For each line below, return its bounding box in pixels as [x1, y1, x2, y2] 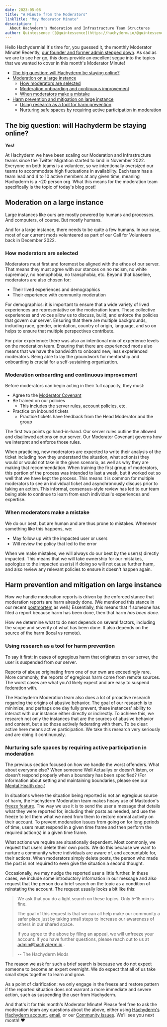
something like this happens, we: [5, 525, 73, 531]
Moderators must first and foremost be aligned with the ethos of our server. [5, 260, 160, 267]
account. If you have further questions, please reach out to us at [17, 936, 149, 942]
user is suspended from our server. [5, 659, 77, 665]
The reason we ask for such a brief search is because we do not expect [5, 961, 152, 967]
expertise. [5, 497, 26, 503]
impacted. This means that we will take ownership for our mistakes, [5, 555, 143, 561]
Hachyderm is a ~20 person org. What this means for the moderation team [5, 178, 158, 185]
